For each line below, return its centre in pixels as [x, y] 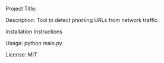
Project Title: [21, 9]
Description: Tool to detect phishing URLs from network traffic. [82, 20]
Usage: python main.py [34, 43]
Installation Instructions [34, 31]
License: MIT [21, 55]
